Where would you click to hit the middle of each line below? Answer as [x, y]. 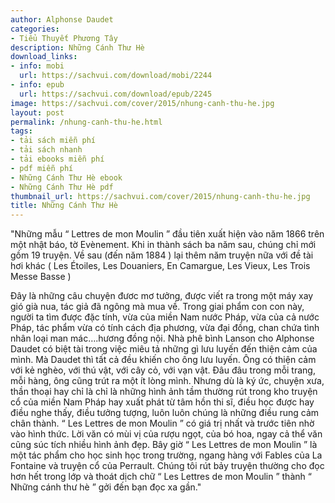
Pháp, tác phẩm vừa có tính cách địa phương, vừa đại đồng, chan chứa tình [165, 328]
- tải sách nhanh [46, 150]
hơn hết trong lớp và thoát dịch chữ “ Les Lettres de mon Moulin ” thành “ [161, 477]
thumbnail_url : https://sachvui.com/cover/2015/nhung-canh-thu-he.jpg [160, 196]
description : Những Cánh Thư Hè [77, 47]
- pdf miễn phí [42, 168]
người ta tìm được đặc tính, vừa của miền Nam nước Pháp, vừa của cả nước [165, 317]
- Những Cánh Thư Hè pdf [62, 187]
